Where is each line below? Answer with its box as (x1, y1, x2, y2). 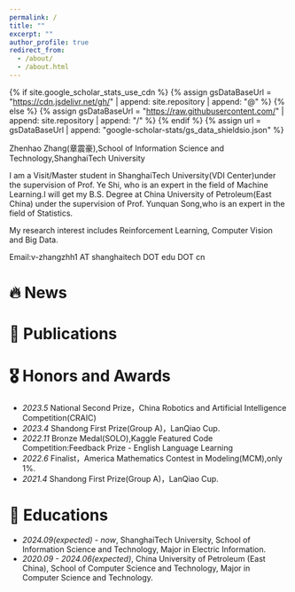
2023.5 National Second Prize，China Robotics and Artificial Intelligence (21, 403, 287, 414)
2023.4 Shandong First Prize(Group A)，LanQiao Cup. (21, 423, 221, 434)
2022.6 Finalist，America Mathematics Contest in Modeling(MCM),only (21, 454, 283, 464)
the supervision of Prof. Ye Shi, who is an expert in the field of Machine (9, 179, 268, 190)
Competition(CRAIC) (21, 413, 97, 423)
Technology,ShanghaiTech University (9, 153, 146, 163)
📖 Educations (9, 505, 109, 525)
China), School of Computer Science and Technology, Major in (21, 563, 251, 573)
